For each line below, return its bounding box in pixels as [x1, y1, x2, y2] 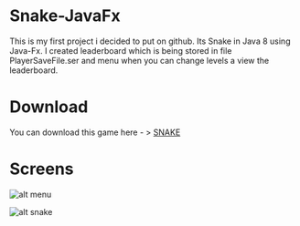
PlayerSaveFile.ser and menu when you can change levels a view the [9, 55, 270, 66]
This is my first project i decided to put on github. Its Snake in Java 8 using [9, 36, 291, 46]
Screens [9, 159, 74, 180]
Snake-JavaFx [9, 5, 121, 26]
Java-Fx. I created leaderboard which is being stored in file [9, 45, 232, 56]
